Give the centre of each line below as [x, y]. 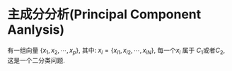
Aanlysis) [36, 30]
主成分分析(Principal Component [104, 14]
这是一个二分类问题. [36, 60]
